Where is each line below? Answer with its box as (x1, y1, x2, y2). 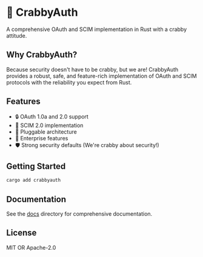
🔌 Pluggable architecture (15, 128, 77, 135)
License (6, 228, 37, 238)
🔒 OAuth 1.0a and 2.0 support (15, 112, 89, 120)
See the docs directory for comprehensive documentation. (6, 210, 153, 218)
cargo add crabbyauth (6, 177, 61, 183)
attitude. (6, 32, 27, 39)
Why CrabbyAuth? (6, 50, 78, 60)
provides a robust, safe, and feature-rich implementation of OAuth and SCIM (6, 72, 197, 80)
